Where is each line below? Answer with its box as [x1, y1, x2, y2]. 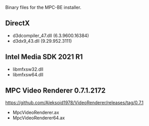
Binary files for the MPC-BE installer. [5, 5, 82, 10]
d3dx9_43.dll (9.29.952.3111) [12, 38, 72, 44]
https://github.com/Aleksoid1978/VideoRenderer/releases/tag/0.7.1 [5, 100, 143, 106]
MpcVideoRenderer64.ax [12, 115, 65, 121]
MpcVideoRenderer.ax [12, 109, 59, 116]
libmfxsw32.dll [12, 66, 44, 72]
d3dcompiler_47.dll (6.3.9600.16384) [12, 33, 89, 39]
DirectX [5, 19, 30, 27]
